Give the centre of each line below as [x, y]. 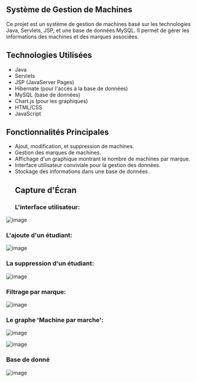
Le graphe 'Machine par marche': [55, 320]
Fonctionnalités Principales [58, 132]
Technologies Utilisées [49, 55]
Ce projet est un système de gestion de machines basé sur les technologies [98, 24]
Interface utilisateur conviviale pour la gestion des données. [88, 165]
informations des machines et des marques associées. [72, 36]
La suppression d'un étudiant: [50, 264]
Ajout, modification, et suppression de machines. [74, 146]
